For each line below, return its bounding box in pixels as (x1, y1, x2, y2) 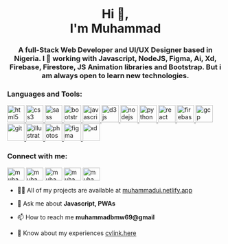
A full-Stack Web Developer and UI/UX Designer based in (18, 45, 213, 55)
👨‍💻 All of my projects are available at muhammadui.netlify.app (16, 186, 193, 194)
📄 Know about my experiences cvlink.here (16, 229, 137, 237)
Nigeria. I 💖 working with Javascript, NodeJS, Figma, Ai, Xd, (13, 54, 218, 64)
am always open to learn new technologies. (41, 71, 190, 81)
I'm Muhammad (69, 21, 161, 36)
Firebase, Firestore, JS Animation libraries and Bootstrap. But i (9, 62, 222, 72)
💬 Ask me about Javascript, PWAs (16, 199, 115, 208)
